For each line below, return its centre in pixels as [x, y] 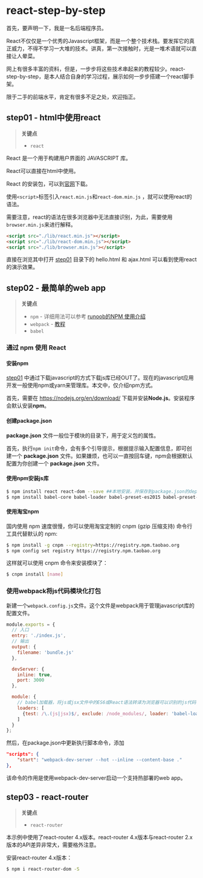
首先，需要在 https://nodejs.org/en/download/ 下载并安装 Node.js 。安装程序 [101, 398]
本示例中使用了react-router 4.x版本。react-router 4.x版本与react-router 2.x [100, 837]
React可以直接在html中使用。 [43, 171]
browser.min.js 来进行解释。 [41, 224]
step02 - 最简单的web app [56, 288]
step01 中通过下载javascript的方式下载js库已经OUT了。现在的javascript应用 [100, 378]
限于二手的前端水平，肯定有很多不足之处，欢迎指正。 [72, 97]
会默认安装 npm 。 [28, 406]
